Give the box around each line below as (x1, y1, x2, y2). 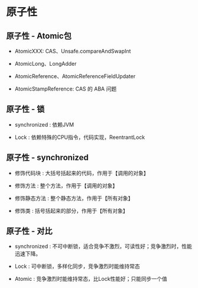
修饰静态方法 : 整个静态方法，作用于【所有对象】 (14, 195, 134, 202)
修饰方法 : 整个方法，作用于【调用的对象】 (14, 182, 118, 189)
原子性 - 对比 (6, 226, 53, 237)
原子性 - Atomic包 (6, 31, 72, 41)
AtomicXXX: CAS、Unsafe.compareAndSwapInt (14, 48, 131, 54)
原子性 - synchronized (6, 153, 89, 163)
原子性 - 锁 (6, 104, 45, 114)
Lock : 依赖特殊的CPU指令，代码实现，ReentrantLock (14, 134, 145, 141)
